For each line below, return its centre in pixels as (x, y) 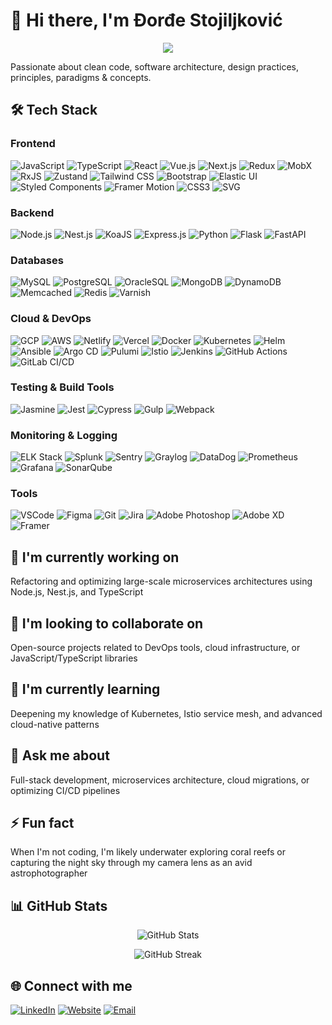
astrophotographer (49, 873)
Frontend (33, 144)
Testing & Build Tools (62, 387)
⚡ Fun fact (42, 823)
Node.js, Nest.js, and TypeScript (77, 592)
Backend (32, 212)
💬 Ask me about (60, 755)
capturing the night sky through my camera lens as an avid (131, 863)
